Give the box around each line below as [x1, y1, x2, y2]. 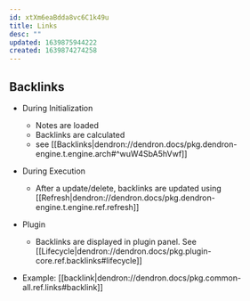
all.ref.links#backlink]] [21, 281, 104, 292]
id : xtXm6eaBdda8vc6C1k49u [9, 12, 109, 22]
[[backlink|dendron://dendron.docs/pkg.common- [58, 273, 242, 283]
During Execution [21, 166, 86, 176]
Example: [21, 273, 57, 283]
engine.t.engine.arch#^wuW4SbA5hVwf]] [35, 148, 188, 159]
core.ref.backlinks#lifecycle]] [35, 255, 142, 265]
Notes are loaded [35, 119, 100, 130]
